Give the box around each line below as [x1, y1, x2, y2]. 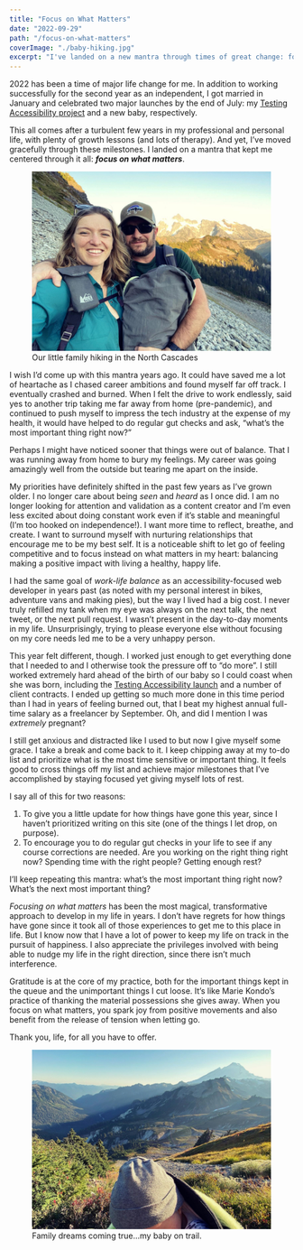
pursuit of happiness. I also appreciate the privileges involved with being [9, 940, 279, 950]
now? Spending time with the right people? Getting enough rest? [22, 856, 262, 867]
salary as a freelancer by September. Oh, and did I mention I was [27, 708, 268, 719]
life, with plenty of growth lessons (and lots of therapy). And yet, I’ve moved [9, 134, 291, 145]
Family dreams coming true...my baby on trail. [32, 1230, 202, 1241]
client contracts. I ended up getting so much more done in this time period [9, 689, 285, 699]
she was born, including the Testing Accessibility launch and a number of [9, 680, 282, 690]
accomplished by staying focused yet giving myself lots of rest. [9, 773, 245, 784]
